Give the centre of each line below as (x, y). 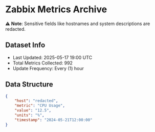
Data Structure (29, 85)
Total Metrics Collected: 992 (43, 63)
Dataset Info (25, 45)
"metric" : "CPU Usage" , (40, 106)
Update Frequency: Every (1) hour (48, 68)
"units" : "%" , (29, 115)
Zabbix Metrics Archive (56, 9)
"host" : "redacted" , (36, 101)
